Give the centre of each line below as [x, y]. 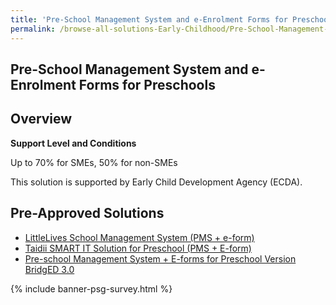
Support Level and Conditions [73, 143]
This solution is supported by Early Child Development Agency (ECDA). [156, 182]
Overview [41, 119]
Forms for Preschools [147, 84]
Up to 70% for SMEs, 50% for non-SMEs [94, 162]
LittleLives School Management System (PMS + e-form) [139, 237]
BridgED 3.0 [49, 269]
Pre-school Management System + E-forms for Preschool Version [160, 258]
